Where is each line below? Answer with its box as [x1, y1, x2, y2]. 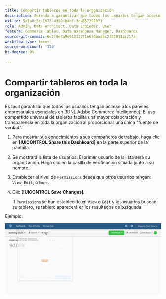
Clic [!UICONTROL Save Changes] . [12, 189, 85, 195]
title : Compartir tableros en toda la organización [5, 8, 114, 13]
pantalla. [12, 145, 30, 151]
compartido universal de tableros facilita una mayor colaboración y [5, 114, 141, 120]
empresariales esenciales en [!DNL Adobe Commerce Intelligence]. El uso [5, 109, 156, 115]
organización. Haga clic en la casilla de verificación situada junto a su [12, 160, 154, 166]
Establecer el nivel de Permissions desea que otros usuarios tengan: [12, 174, 152, 180]
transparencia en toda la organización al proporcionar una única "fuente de [5, 119, 158, 126]
